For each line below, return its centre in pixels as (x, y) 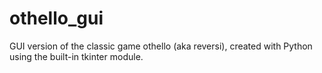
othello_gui (56, 18)
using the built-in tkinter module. (76, 56)
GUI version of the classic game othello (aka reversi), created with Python (161, 46)
